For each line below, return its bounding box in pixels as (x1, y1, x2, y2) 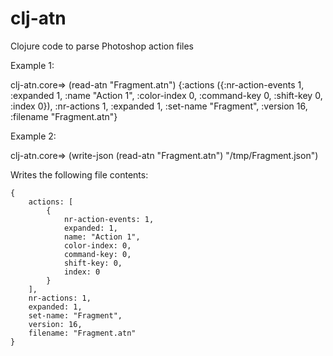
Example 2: (10, 130, 57, 142)
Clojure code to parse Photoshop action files (10, 40, 194, 52)
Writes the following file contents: (10, 168, 149, 181)
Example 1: (10, 59, 55, 71)
